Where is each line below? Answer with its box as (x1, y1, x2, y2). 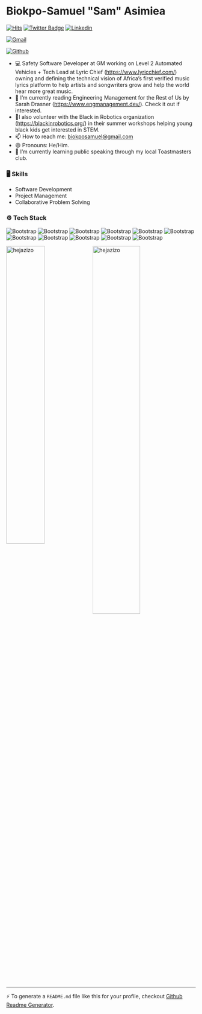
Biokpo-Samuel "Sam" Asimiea (6, 4, 166, 18)
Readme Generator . (6, 1001, 55, 1009)
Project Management (14, 192, 67, 200)
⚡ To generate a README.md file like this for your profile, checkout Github (6, 992, 183, 1000)
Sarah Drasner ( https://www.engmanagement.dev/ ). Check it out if (14, 100, 180, 107)
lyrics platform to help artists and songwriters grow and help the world (14, 81, 189, 88)
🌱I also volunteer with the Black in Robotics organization (14, 113, 155, 120)
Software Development (14, 186, 72, 193)
